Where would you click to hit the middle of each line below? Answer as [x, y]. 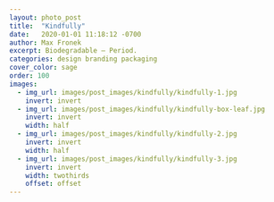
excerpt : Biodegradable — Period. [74, 51]
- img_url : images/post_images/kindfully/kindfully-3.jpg [128, 159]
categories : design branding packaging [83, 59]
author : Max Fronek [46, 42]
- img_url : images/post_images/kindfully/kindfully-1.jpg [128, 92]
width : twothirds [58, 175]
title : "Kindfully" [48, 26]
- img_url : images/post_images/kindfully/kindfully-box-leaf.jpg [141, 109]
